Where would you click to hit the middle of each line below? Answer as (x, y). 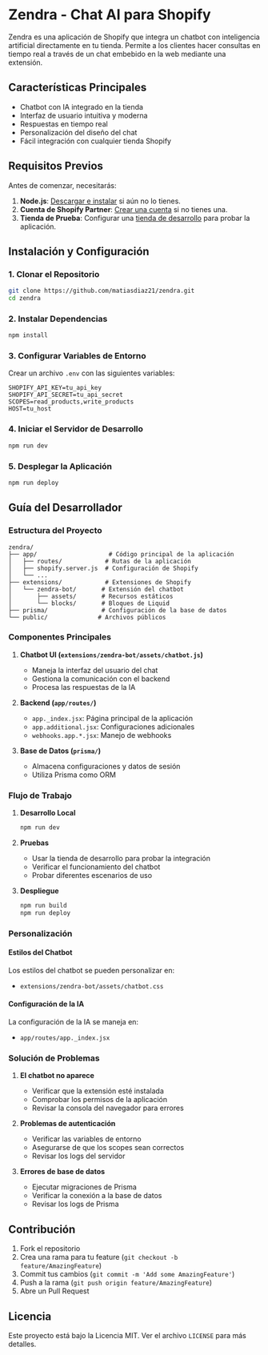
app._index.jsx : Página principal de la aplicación (112, 718)
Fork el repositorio (50, 1249)
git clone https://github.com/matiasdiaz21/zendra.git (102, 291)
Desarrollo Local (48, 813)
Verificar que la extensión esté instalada (98, 1091)
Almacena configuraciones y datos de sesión (106, 766)
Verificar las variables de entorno (86, 1139)
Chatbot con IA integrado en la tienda (82, 106)
